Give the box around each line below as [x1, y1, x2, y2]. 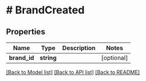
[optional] [101, 54, 128, 62]
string [40, 54, 57, 62]
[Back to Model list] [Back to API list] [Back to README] [6, 69, 140, 76]
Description [62, 44, 96, 52]
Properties [6, 27, 46, 37]
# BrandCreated [6, 3, 85, 17]
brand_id [9, 54, 34, 62]
